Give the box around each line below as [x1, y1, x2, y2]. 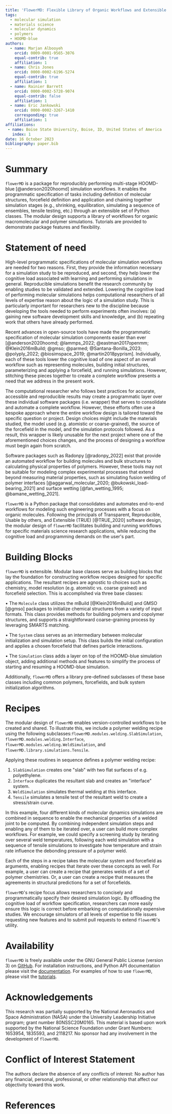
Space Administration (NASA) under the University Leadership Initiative [5, 1014, 156, 1020]
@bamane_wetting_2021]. [5, 491, 60, 497]
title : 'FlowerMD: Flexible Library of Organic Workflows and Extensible [5, 7, 167, 13]
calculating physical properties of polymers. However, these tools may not [5, 463, 163, 469]
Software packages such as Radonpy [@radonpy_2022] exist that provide [5, 452, 161, 459]
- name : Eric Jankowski [10, 103, 61, 108]
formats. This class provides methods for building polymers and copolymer [5, 611, 164, 617]
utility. [5, 922, 18, 928]
